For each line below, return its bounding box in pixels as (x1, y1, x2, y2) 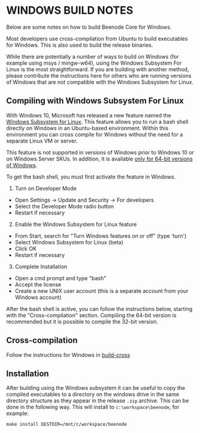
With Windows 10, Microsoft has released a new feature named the (6, 111, 172, 119)
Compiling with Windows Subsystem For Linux (6, 96, 184, 106)
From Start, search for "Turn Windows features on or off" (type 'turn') (14, 232, 187, 240)
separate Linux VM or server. (6, 137, 78, 144)
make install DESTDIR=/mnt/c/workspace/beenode (6, 422, 128, 428)
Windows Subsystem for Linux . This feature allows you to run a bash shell (6, 118, 189, 125)
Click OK (14, 245, 37, 252)
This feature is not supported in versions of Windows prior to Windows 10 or (6, 149, 195, 156)
